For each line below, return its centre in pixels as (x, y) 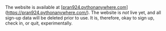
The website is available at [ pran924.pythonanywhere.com (66, 7)
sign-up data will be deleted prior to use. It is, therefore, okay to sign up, (80, 18)
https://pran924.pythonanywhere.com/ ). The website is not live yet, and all (84, 12)
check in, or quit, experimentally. (39, 23)
